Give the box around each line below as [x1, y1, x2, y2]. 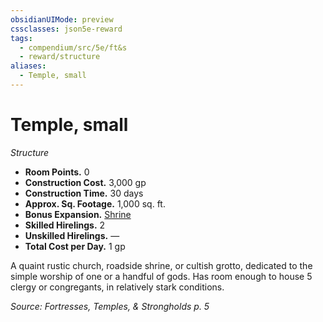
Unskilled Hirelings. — [24, 229, 120, 241]
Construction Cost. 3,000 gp [24, 176, 147, 188]
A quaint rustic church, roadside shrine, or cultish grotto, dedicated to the [10, 259, 313, 271]
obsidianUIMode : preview [10, 14, 114, 25]
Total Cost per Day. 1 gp [24, 240, 126, 252]
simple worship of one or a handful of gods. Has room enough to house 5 [10, 270, 313, 282]
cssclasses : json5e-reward [10, 24, 123, 34]
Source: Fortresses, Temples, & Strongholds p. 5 [10, 300, 210, 312]
